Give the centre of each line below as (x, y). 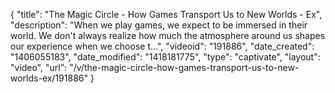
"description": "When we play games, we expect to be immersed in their (159, 25)
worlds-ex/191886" (49, 78)
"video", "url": (39, 67)
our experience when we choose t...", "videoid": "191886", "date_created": (162, 46)
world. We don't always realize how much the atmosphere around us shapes (168, 35)
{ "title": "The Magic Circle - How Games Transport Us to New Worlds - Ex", (166, 14)
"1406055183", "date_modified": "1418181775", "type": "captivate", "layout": (165, 57)
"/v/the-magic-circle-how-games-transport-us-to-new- (184, 67)
